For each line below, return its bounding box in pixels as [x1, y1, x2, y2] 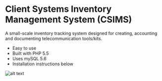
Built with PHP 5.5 [12, 50, 49, 56]
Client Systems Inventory [5, 3, 112, 15]
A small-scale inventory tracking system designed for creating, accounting [5, 30, 158, 36]
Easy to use [12, 45, 36, 51]
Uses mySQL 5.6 [12, 55, 47, 61]
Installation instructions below [12, 61, 73, 67]
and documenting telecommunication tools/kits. [5, 36, 103, 41]
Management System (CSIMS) [5, 14, 132, 25]
